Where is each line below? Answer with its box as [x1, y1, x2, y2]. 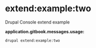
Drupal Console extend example [5, 19, 70, 25]
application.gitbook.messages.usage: [5, 28, 85, 34]
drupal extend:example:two [5, 38, 60, 43]
